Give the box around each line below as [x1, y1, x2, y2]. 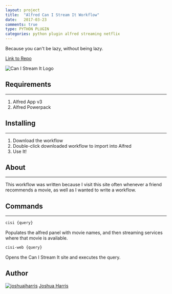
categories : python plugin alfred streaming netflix [5, 31, 120, 36]
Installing [5, 119, 36, 128]
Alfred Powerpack [12, 104, 51, 110]
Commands [5, 202, 44, 210]
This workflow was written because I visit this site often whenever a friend [5, 182, 162, 188]
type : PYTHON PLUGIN [5, 27, 50, 32]
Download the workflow [12, 137, 63, 144]
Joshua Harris [38, 283, 69, 289]
